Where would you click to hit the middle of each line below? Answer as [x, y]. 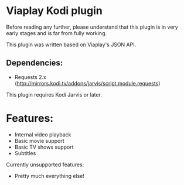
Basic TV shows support [44, 147]
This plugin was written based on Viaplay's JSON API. [71, 44]
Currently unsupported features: [45, 165]
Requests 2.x [30, 77]
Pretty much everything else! [50, 176]
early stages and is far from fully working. [57, 33]
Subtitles [25, 153]
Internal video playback [43, 134]
